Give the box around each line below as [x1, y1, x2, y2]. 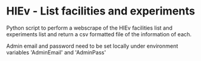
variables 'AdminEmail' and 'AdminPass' [6, 48, 106, 56]
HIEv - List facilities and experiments [6, 4, 196, 18]
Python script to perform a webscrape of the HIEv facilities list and [6, 24, 173, 31]
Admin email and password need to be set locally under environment [6, 42, 179, 50]
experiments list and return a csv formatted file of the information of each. [6, 30, 192, 37]
